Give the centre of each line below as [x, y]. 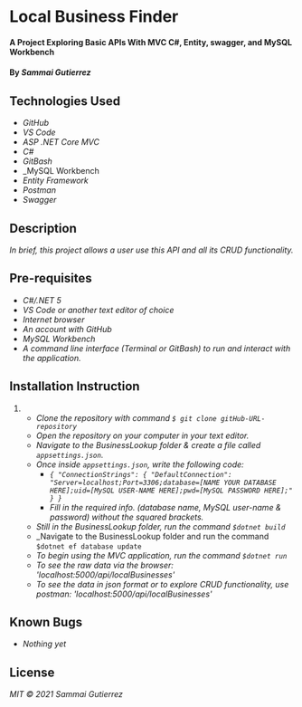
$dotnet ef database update [89, 546]
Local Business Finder [94, 17]
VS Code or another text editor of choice [98, 310]
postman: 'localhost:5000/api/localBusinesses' [124, 594]
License [32, 672]
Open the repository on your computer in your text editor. [142, 435]
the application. [52, 358]
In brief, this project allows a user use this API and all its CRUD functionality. [151, 250]
